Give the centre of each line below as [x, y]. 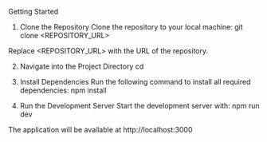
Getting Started [33, 12]
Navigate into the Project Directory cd [82, 66]
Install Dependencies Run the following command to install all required [135, 82]
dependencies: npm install [63, 90]
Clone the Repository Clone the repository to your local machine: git [131, 27]
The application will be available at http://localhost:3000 [100, 130]
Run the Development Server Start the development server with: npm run [139, 106]
